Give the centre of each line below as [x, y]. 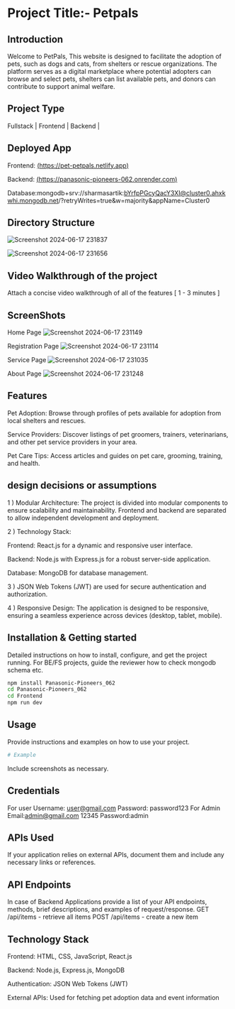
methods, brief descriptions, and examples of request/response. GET [108, 910]
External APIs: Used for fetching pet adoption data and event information [113, 997]
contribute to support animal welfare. [61, 86]
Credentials [34, 791]
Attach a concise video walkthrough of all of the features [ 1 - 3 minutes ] [114, 293]
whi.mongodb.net [33, 200]
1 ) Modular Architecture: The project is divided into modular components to [118, 503]
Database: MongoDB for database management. [78, 572]
